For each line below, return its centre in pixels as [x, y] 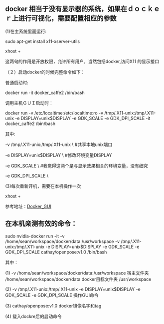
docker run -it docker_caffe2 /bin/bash [45, 92]
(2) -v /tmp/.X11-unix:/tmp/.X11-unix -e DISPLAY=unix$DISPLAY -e [73, 289]
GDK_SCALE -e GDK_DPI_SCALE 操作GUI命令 [52, 295]
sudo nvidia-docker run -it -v [35, 236]
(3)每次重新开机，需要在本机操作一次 [43, 186]
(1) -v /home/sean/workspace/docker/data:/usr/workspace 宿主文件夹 [77, 273]
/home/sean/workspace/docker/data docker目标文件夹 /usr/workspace [78, 279]
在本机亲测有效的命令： [41, 224]
